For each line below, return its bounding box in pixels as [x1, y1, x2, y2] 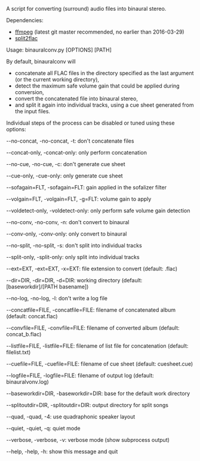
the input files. [14, 108, 51, 115]
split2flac [14, 35, 38, 41]
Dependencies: [6, 17, 44, 23]
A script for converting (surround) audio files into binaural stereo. [6, 5, 167, 12]
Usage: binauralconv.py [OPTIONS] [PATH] [6, 46, 112, 53]
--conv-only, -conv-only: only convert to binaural [6, 230, 127, 237]
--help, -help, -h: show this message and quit [6, 448, 118, 455]
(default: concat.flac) [6, 313, 58, 320]
